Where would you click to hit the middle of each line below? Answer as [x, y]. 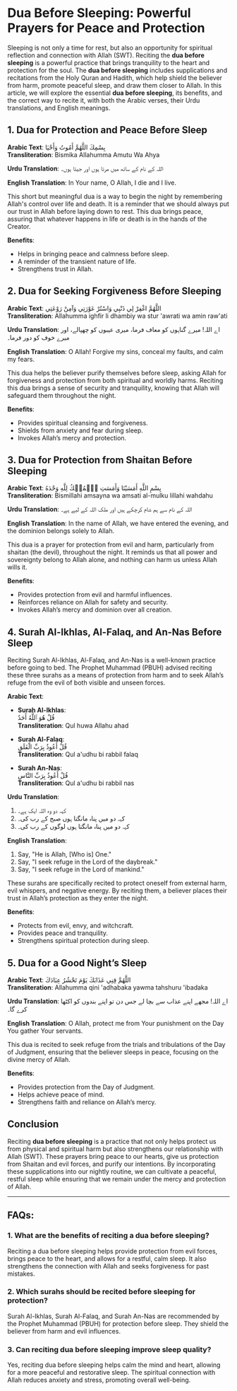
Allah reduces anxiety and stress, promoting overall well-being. [99, 1380]
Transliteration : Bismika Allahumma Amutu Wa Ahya [84, 154]
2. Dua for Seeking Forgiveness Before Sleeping [115, 291]
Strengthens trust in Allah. [55, 269]
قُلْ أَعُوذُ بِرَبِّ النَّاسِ [43, 776]
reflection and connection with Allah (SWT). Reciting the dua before [106, 55]
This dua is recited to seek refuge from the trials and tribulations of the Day [116, 1044]
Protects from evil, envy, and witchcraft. [75, 926]
